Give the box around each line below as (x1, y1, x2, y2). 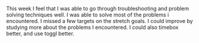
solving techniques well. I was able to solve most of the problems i (6, 11, 169, 18)
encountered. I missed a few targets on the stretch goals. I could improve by (6, 18, 194, 24)
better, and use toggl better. (6, 30, 74, 37)
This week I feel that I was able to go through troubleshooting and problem (6, 5, 189, 12)
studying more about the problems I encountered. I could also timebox (6, 24, 179, 31)
